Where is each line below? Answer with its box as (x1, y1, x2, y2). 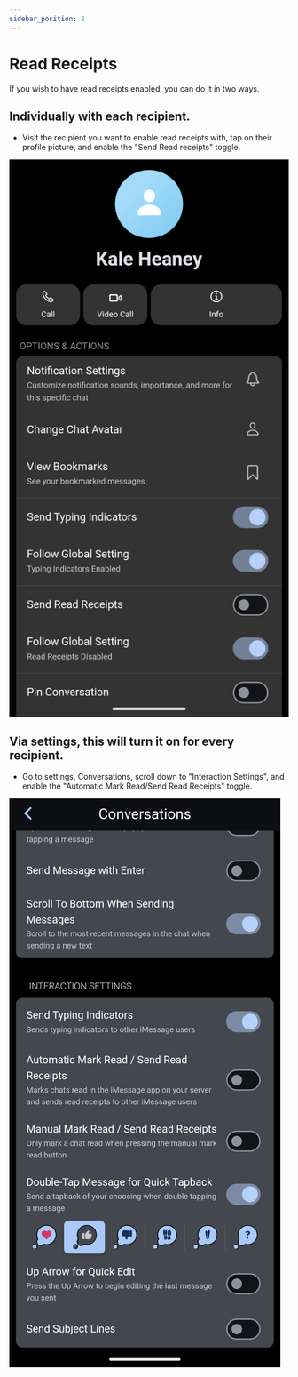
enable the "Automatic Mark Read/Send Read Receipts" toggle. (21, 781, 253, 791)
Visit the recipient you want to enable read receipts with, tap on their (21, 132, 272, 143)
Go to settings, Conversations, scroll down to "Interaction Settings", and (21, 772, 286, 782)
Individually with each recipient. (9, 108, 191, 124)
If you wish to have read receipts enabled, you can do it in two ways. (9, 83, 260, 93)
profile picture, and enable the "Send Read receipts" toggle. (21, 142, 241, 153)
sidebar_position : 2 (9, 14, 86, 23)
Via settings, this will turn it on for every (9, 733, 235, 749)
